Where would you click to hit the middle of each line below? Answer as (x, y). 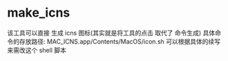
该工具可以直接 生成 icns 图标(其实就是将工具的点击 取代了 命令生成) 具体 (111, 33)
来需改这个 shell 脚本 (37, 50)
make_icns (39, 13)
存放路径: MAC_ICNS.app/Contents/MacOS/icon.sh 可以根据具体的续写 (120, 41)
